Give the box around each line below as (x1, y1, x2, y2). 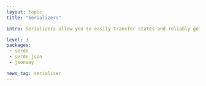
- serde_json (9, 54, 43, 60)
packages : (6, 42, 32, 49)
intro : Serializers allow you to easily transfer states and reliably (6, 26, 191, 32)
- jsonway (9, 59, 34, 65)
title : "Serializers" (6, 15, 62, 21)
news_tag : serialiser (6, 70, 62, 76)
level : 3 (6, 37, 29, 43)
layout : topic (6, 9, 43, 15)
